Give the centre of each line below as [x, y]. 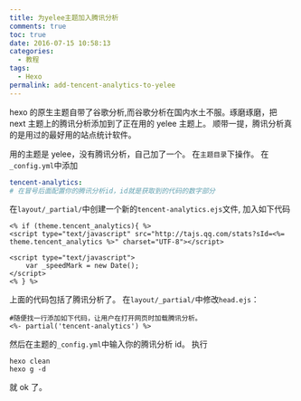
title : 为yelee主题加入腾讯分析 [64, 18]
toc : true [28, 34]
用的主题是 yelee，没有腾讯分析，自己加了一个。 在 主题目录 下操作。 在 [139, 154]
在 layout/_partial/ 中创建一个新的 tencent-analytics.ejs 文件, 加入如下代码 [150, 209]
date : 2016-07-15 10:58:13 [60, 43]
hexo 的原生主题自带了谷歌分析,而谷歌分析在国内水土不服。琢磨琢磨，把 [143, 112]
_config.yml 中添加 [44, 165]
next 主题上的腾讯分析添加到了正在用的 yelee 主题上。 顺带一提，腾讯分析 [147, 123]
